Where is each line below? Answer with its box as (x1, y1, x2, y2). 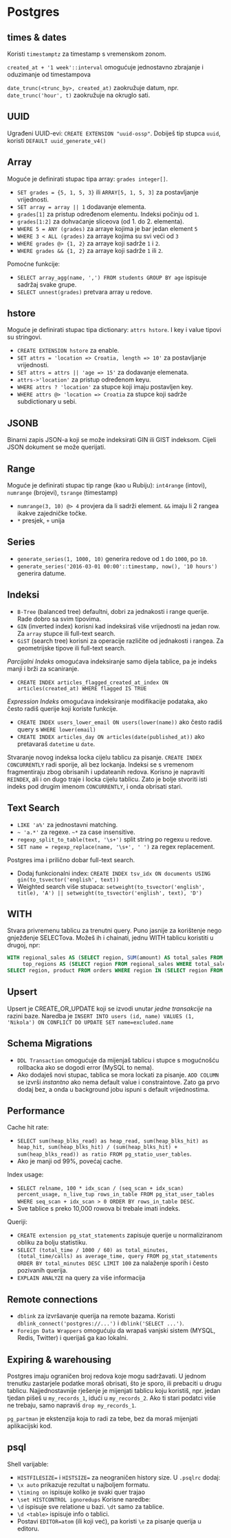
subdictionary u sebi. (16, 397, 77, 406)
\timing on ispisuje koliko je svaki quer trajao (16, 1488, 146, 1496)
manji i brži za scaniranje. (7, 664, 79, 672)
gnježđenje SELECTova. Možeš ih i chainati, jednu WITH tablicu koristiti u (7, 934, 214, 942)
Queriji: (7, 1218, 27, 1226)
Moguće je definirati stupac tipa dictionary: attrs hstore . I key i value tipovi (7, 326, 221, 334)
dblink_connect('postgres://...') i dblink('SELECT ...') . (16, 1319, 184, 1328)
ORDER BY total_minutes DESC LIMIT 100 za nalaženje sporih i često (16, 1259, 209, 1267)
